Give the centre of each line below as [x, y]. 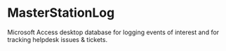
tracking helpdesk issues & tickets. [57, 39]
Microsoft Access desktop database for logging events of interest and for [113, 32]
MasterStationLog [61, 13]
